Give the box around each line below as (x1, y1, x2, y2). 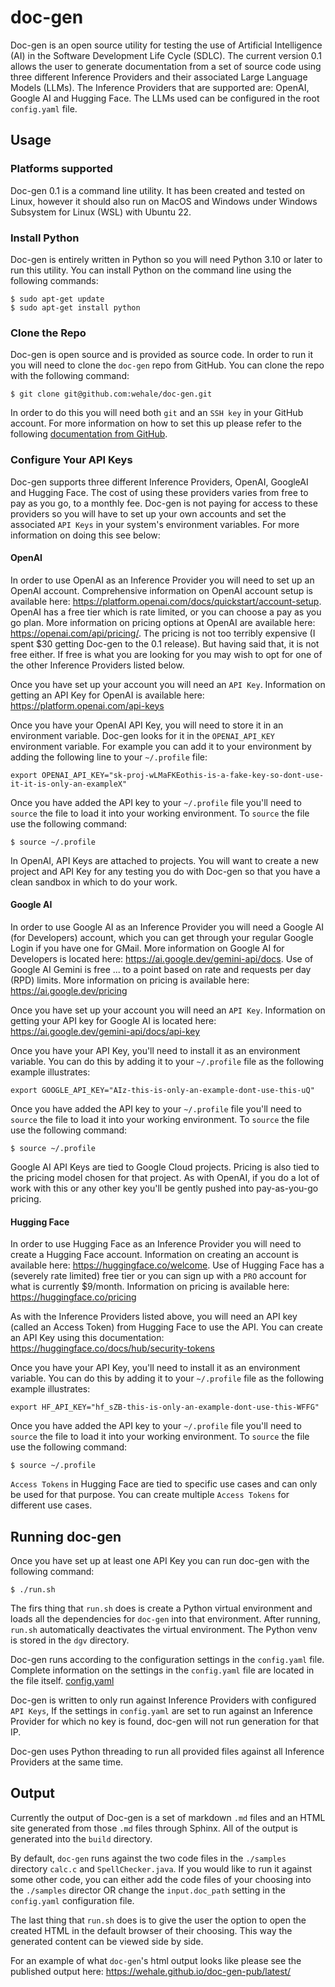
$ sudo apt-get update (10, 294, 105, 304)
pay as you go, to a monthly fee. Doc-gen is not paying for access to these (10, 497, 318, 509)
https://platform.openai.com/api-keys (10, 699, 165, 711)
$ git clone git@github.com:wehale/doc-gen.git (10, 389, 213, 400)
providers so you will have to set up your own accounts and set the (10, 507, 287, 520)
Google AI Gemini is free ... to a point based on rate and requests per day (10, 963, 312, 975)
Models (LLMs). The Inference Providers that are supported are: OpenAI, (10, 81, 310, 93)
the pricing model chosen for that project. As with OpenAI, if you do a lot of (10, 1171, 320, 1183)
